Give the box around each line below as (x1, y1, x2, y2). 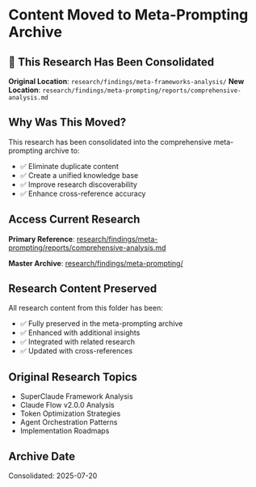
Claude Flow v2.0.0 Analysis (19, 400, 115, 410)
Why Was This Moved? (8, 116, 127, 129)
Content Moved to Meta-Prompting (8, 6, 249, 24)
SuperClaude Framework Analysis (19, 392, 133, 401)
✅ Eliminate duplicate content (19, 161, 119, 171)
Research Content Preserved (8, 282, 157, 296)
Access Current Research (8, 213, 141, 227)
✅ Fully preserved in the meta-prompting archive (19, 319, 183, 328)
